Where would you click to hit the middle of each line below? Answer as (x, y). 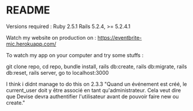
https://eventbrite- (120, 37)
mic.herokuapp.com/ (31, 44)
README (28, 10)
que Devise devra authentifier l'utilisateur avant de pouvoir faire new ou (92, 96)
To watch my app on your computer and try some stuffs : (75, 55)
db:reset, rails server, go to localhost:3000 (57, 72)
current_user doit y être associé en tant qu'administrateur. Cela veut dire (94, 90)
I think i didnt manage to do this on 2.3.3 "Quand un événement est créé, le (97, 84)
